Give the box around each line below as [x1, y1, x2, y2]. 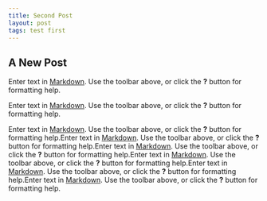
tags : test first [8, 26, 66, 34]
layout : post [8, 19, 52, 27]
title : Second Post [8, 11, 73, 20]
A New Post [8, 56, 68, 69]
